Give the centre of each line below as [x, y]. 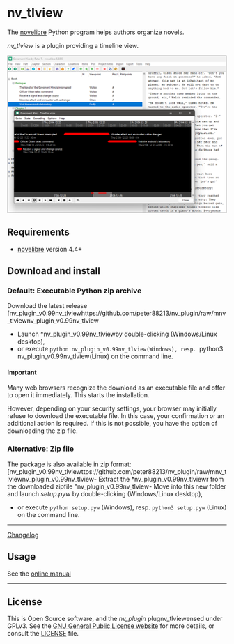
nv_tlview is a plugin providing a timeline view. [73, 45]
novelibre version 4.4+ [49, 249]
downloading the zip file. [42, 431]
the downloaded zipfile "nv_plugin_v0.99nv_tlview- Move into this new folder [117, 486]
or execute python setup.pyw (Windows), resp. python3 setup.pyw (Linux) [122, 507]
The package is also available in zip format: [69, 464]
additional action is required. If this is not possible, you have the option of [112, 424]
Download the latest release [47, 306]
